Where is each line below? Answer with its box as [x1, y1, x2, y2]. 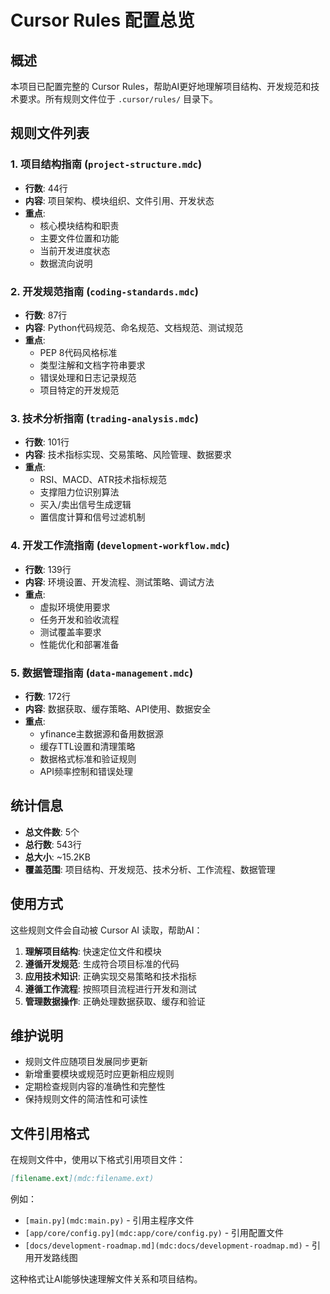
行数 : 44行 [24, 182, 68, 194]
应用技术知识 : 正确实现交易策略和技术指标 [24, 970, 197, 982]
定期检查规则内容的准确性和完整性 [24, 1081, 166, 1093]
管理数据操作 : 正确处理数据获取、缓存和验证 [24, 995, 206, 1007]
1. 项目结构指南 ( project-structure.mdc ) [10, 157, 203, 171]
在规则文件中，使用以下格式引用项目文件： [10, 1154, 186, 1166]
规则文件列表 [10, 125, 90, 142]
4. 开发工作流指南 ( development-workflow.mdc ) [10, 539, 231, 553]
